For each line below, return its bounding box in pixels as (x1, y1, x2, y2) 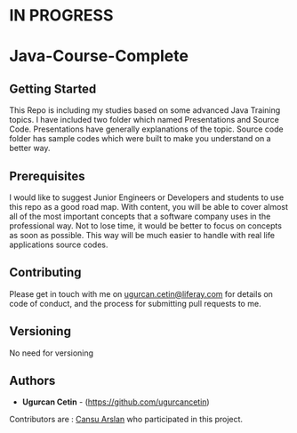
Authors (9, 373, 56, 389)
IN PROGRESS (9, 5, 114, 26)
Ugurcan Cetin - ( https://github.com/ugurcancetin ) (21, 397, 211, 407)
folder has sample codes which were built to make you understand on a (9, 133, 271, 144)
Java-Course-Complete (9, 46, 189, 67)
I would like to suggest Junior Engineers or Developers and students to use (9, 192, 285, 203)
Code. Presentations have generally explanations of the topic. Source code (9, 124, 284, 134)
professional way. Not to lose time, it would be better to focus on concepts (9, 221, 283, 231)
